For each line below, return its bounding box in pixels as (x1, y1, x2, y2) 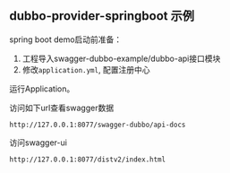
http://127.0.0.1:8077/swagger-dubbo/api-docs (9, 120, 186, 129)
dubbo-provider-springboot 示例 (9, 8, 195, 24)
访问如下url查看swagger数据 (9, 102, 115, 113)
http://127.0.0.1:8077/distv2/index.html (9, 155, 166, 164)
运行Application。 (9, 83, 75, 94)
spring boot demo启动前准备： (9, 34, 123, 45)
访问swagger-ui (9, 137, 67, 148)
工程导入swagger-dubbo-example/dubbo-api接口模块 (21, 53, 221, 64)
